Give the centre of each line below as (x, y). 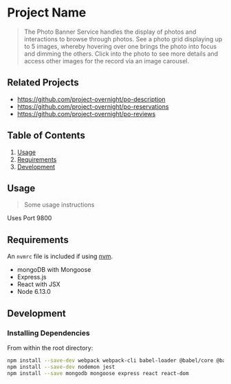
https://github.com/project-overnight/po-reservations (93, 106)
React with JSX (38, 284)
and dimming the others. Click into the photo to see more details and (121, 54)
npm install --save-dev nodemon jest (61, 367)
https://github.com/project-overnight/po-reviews (86, 114)
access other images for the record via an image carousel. (107, 61)
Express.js (32, 277)
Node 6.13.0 (34, 292)
